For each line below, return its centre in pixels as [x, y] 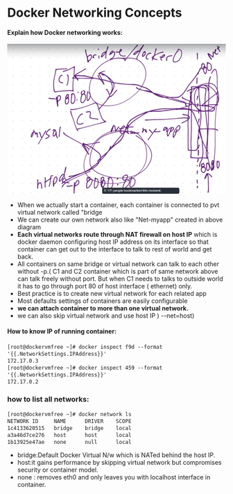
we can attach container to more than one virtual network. [103, 308]
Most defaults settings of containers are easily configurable [102, 301]
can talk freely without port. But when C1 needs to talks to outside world [120, 279]
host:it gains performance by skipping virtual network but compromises [119, 463]
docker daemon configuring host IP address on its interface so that [113, 242]
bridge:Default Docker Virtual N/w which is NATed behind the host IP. [116, 455]
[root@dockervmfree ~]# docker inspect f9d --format [85, 347]
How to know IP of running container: [62, 331]
